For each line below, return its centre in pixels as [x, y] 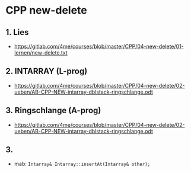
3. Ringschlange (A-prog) [53, 110]
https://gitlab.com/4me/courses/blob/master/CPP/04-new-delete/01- [99, 46]
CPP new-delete [46, 10]
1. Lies [17, 32]
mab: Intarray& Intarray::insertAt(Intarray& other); [82, 164]
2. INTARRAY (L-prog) [47, 71]
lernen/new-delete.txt [41, 53]
